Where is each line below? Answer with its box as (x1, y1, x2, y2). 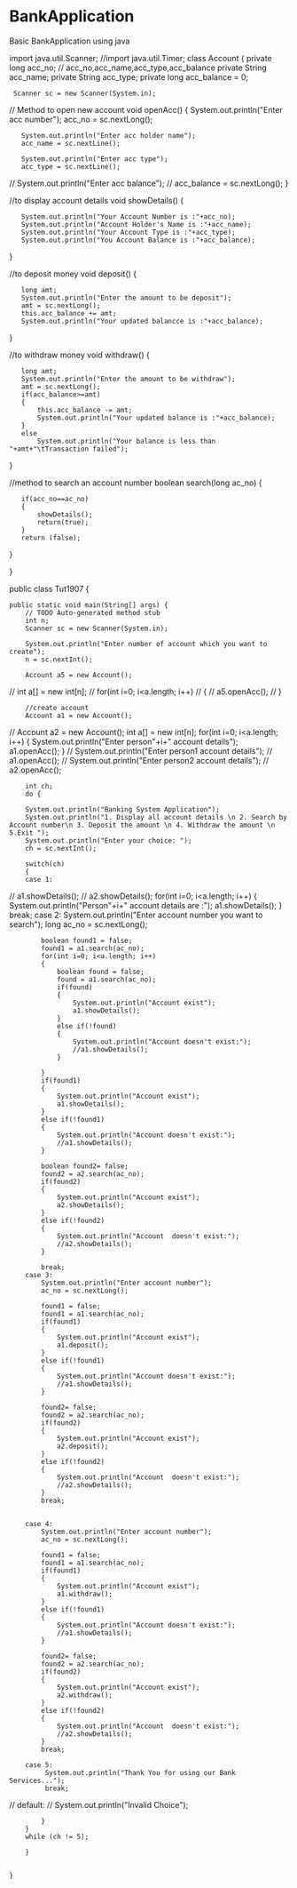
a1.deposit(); (56, 1340, 109, 1349)
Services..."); (9, 1776, 66, 1785)
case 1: (25, 875, 53, 884)
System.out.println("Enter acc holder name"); (20, 131, 197, 140)
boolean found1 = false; (41, 936, 133, 945)
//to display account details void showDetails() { (9, 195, 184, 205)
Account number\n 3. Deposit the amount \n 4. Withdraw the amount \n (9, 820, 276, 829)
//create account (25, 703, 90, 712)
